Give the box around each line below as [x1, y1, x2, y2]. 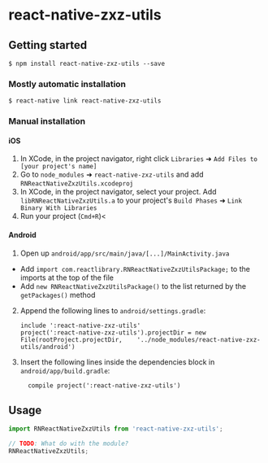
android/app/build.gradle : [19, 365, 110, 375]
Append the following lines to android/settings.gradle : [19, 305, 206, 315]
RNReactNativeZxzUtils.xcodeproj [19, 180, 134, 188]
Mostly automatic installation [8, 78, 127, 90]
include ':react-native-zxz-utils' [19, 321, 141, 330]
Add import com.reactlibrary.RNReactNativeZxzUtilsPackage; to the [19, 264, 250, 273]
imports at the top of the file [19, 273, 114, 282]
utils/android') [19, 343, 76, 351]
